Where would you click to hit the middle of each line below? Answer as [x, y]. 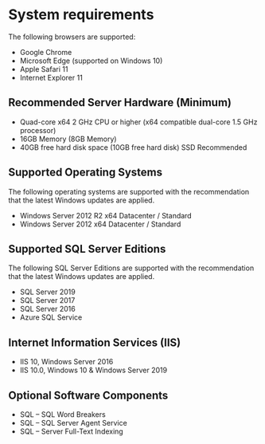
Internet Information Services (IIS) [95, 342]
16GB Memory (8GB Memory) [68, 139]
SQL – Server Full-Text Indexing [71, 431]
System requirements [81, 15]
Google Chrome [46, 52]
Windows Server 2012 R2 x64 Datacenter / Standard [106, 215]
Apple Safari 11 [44, 69]
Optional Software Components [88, 395]
